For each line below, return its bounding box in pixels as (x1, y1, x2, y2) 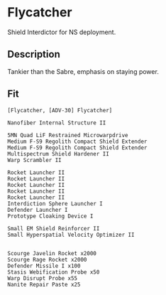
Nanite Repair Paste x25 (7, 281, 81, 288)
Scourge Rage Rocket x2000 (7, 256, 87, 263)
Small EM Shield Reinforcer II (7, 225, 100, 232)
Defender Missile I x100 (7, 262, 81, 269)
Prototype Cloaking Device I (7, 213, 94, 220)
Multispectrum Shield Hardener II (7, 150, 110, 157)
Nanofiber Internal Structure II (7, 119, 106, 127)
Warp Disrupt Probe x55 (7, 274, 78, 281)
